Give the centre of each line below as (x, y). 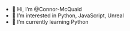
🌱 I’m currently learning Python (50, 22)
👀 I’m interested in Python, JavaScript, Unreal (68, 15)
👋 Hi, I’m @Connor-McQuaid (47, 9)
